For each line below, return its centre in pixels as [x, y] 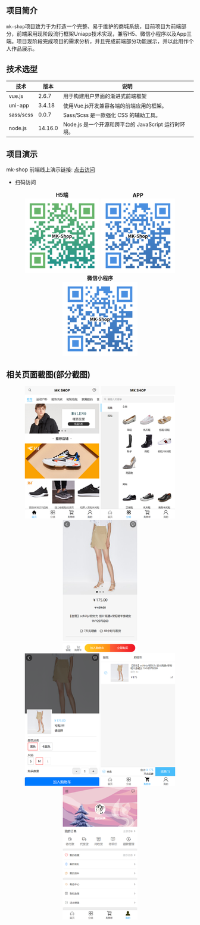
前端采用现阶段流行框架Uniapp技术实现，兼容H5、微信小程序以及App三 [104, 33]
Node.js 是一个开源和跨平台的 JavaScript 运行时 [122, 125]
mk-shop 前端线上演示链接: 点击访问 [51, 169]
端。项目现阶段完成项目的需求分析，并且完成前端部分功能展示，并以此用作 [97, 41]
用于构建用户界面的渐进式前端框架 [105, 96]
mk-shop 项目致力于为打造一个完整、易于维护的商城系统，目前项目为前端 [94, 26]
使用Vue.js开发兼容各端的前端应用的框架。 [115, 106]
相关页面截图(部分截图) [48, 374]
